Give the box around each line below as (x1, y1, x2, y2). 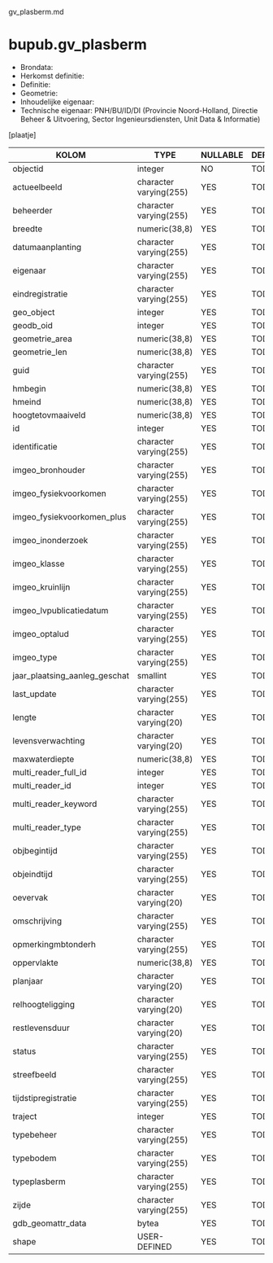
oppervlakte (12, 957, 58, 968)
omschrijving (12, 915, 63, 927)
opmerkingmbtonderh (12, 938, 96, 949)
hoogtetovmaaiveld (12, 409, 86, 420)
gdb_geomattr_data (12, 1217, 87, 1229)
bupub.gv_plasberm (8, 36, 148, 54)
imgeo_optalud (12, 628, 69, 639)
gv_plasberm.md (8, 7, 64, 16)
